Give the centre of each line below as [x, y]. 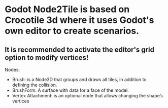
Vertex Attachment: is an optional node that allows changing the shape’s [88, 96]
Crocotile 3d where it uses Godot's [79, 20]
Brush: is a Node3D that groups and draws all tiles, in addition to [79, 79]
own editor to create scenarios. [72, 31]
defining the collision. [35, 85]
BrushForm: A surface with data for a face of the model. [70, 90]
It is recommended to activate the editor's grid [79, 49]
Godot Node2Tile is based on [67, 9]
